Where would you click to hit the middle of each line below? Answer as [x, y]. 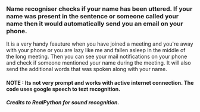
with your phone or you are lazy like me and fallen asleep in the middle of [96, 50]
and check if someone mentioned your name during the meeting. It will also [99, 63]
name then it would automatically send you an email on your [95, 24]
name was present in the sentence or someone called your [93, 16]
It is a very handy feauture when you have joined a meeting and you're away [100, 44]
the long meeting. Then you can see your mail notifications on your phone [97, 57]
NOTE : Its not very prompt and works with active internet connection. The [100, 82]
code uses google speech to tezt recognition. [63, 89]
